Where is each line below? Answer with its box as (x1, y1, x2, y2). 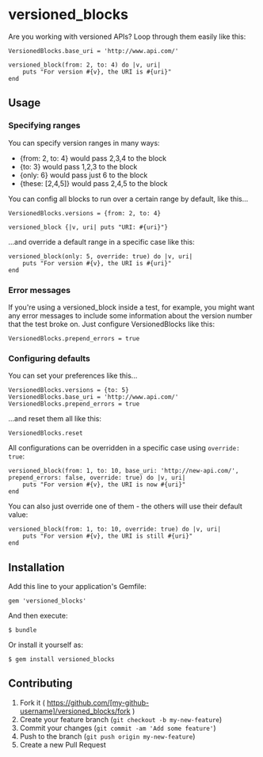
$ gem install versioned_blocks (8, 656, 115, 664)
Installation (8, 561, 65, 574)
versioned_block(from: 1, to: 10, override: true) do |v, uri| (8, 525, 222, 534)
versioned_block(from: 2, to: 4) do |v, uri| (8, 61, 161, 69)
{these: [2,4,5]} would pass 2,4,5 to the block (19, 178, 168, 188)
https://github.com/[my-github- (46, 698, 149, 707)
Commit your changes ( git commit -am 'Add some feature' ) (19, 723, 216, 732)
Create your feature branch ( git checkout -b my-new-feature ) (19, 714, 223, 724)
